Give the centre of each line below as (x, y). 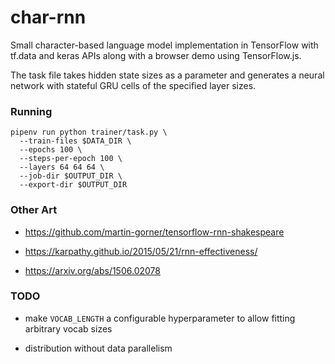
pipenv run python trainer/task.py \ (89, 132)
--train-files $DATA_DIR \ (75, 141)
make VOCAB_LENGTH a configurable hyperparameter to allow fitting (160, 318)
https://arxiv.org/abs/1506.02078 (92, 270)
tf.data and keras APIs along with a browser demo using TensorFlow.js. (156, 55)
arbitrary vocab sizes (68, 328)
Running (31, 111)
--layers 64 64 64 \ (62, 167)
